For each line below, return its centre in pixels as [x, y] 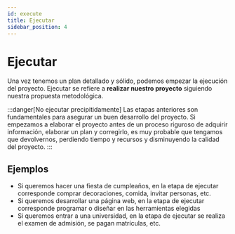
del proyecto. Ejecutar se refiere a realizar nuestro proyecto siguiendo [110, 89]
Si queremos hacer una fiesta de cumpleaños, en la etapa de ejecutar [118, 186]
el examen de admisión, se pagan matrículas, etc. [89, 223]
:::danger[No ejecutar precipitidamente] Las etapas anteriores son [103, 110]
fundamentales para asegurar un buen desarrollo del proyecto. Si [101, 117]
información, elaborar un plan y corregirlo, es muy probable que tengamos [115, 132]
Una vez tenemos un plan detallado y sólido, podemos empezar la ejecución [117, 81]
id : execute [25, 14]
